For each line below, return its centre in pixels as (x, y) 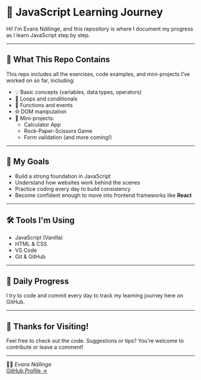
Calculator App (42, 124)
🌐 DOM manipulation (41, 111)
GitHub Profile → (27, 371)
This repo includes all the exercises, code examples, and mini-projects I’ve (98, 74)
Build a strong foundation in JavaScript (63, 176)
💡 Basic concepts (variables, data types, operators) (78, 92)
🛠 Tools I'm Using (40, 220)
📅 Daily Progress (38, 281)
